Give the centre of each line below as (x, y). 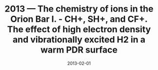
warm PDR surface (79, 50)
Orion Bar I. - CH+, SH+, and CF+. (79, 19)
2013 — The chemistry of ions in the (79, 9)
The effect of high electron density (79, 29)
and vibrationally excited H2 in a (79, 40)
